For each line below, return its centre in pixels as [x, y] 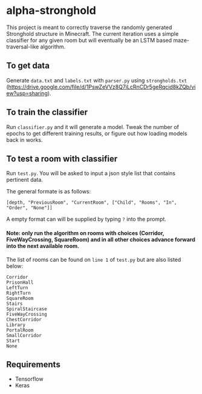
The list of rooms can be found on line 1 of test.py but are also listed [94, 259]
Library [16, 325]
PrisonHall [20, 282]
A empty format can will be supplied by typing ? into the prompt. [86, 219]
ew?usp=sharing [27, 93]
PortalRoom [20, 330]
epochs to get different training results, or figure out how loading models [97, 133]
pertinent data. [25, 180]
